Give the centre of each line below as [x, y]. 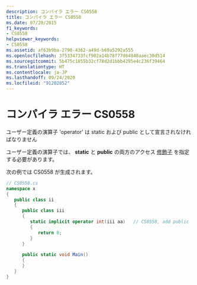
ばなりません [22, 139]
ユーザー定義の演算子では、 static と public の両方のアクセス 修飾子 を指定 [98, 152]
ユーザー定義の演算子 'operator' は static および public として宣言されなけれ [98, 132]
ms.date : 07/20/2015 [32, 23]
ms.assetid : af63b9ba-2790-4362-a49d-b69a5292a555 [70, 50]
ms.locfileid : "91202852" [38, 84]
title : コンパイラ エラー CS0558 [44, 17]
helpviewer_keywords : [33, 39]
